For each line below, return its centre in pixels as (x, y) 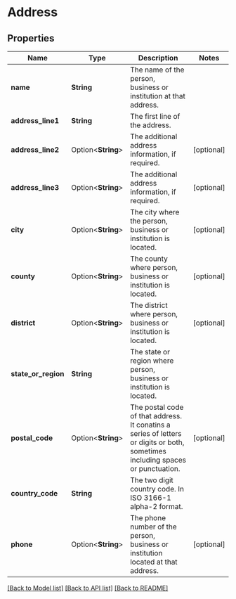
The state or (150, 352)
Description (158, 58)
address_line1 (35, 121)
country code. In (157, 489)
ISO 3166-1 (151, 498)
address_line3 (35, 187)
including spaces (158, 460)
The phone (148, 518)
